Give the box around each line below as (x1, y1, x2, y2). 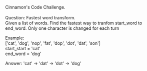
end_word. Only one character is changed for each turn (5, 25, 119, 31)
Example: (5, 35, 24, 41)
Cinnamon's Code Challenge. (5, 4, 66, 10)
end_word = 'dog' (5, 51, 41, 57)
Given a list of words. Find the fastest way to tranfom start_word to (5, 20, 142, 26)
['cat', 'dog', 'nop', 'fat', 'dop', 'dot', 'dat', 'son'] (5, 40, 101, 46)
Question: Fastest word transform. (5, 15, 76, 20)
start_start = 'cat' (5, 46, 41, 51)
